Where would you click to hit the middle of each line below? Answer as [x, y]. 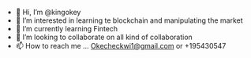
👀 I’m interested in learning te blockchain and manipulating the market [129, 20]
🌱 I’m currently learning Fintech [67, 29]
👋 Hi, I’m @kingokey [48, 12]
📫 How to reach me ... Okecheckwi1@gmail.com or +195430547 [121, 46]
